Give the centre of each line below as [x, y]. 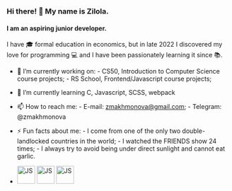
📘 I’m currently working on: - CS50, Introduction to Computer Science [118, 71]
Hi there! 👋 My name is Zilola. [58, 11]
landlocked [33, 141]
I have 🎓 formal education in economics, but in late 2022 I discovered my [115, 45]
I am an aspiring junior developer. [57, 28]
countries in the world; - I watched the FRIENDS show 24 [134, 141]
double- [194, 131]
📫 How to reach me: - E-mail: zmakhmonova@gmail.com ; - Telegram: [119, 107]
